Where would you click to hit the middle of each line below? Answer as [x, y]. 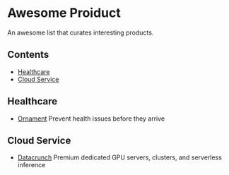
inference [31, 165]
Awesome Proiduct [64, 13]
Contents [28, 55]
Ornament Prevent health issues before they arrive [91, 119]
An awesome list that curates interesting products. [81, 32]
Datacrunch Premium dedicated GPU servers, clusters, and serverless [120, 157]
